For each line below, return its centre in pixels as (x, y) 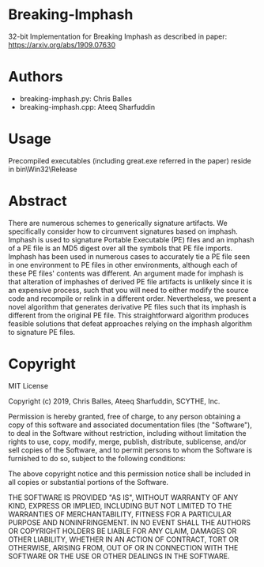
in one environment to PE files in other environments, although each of (123, 265)
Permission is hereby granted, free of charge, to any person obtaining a (124, 416)
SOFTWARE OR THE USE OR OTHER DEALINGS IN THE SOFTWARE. (119, 556)
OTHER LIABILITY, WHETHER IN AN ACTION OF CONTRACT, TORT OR (123, 539)
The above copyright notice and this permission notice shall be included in (129, 473)
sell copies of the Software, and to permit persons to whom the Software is (130, 450)
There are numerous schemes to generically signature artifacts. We (118, 223)
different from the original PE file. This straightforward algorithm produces (128, 315)
